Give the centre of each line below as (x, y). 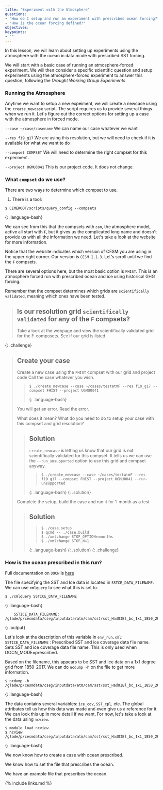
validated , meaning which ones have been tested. (55, 296)
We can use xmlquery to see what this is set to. (52, 588)
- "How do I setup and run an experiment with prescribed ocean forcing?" (82, 18)
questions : (16, 14)
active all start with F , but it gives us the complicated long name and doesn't (81, 232)
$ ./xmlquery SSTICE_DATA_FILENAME (41, 597)
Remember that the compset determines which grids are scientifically (77, 291)
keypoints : (16, 32)
